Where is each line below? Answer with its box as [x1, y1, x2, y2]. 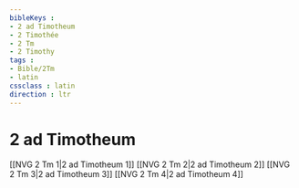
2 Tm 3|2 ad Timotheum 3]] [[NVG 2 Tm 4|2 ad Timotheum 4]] [9, 169, 244, 180]
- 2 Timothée [9, 30, 59, 39]
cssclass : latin [9, 81, 76, 90]
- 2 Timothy [9, 47, 55, 57]
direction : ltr [9, 89, 71, 99]
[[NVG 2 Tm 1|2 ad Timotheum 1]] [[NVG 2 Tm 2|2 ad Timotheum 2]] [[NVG [9, 159, 290, 170]
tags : [9, 56, 35, 65]
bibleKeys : [9, 13, 55, 23]
